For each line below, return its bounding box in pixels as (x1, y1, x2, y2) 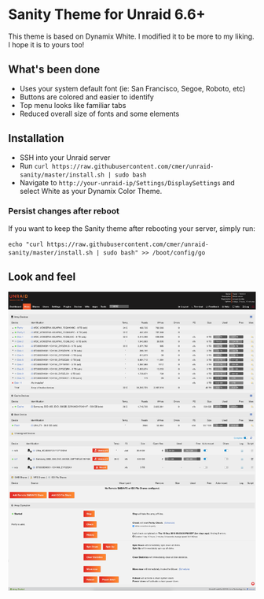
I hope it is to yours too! (8, 39, 85, 49)
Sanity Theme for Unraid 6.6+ (8, 6, 206, 24)
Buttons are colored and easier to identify (19, 92, 155, 102)
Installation (8, 132, 64, 145)
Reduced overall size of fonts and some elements (19, 109, 180, 118)
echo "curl (8, 240, 44, 248)
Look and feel (8, 270, 76, 284)
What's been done (8, 63, 101, 76)
